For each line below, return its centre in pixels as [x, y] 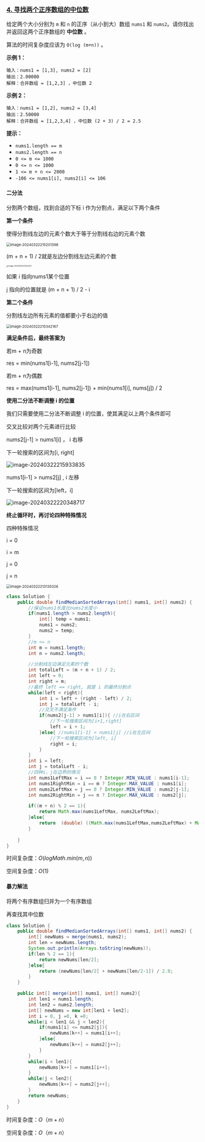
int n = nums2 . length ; [57, 653]
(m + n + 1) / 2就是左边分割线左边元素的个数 [62, 256]
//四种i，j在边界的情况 [54, 772]
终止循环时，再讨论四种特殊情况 [46, 515]
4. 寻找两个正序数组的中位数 [48, 9]
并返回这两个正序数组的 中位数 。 [48, 32]
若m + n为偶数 [24, 375]
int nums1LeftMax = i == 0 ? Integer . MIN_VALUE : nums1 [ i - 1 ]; [109, 778]
